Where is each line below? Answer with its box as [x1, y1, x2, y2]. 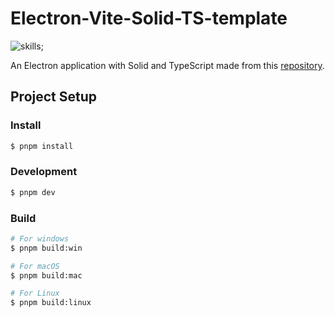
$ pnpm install [10, 141, 74, 151]
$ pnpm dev [10, 187, 56, 197]
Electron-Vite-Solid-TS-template [10, 7, 288, 30]
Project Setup [10, 88, 98, 106]
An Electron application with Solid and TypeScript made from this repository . [10, 59, 325, 71]
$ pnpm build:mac [10, 270, 83, 281]
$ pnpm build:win [10, 243, 83, 253]
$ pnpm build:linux [10, 298, 92, 308]
